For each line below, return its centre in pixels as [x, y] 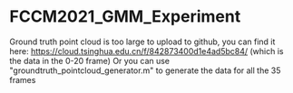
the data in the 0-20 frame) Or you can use [90, 60]
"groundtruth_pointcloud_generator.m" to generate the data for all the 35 [145, 70]
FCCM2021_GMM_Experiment [125, 17]
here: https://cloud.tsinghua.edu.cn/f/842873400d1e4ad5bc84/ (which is [146, 51]
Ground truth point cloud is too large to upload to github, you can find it [142, 42]
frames [23, 79]
